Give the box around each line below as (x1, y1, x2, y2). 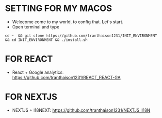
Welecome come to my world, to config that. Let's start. (12, 19, 124, 25)
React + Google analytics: (12, 69, 64, 75)
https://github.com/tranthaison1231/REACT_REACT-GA (12, 74, 121, 80)
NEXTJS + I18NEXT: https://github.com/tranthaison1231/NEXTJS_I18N (12, 107, 150, 113)
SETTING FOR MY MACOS (5, 3, 113, 14)
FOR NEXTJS (5, 92, 57, 103)
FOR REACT (5, 53, 53, 65)
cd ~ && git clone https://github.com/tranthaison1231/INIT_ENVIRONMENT (5, 33, 158, 38)
